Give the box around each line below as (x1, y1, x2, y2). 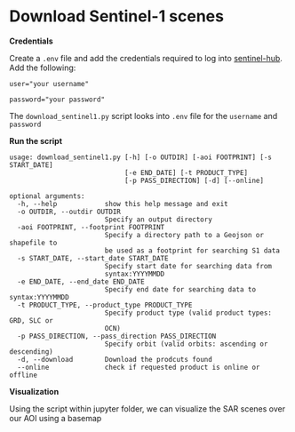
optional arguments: (9, 191, 86, 201)
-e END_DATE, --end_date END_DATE (17, 277, 145, 286)
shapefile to (9, 238, 58, 247)
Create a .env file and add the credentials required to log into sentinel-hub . (9, 52, 283, 63)
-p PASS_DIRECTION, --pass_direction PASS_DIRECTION (17, 332, 217, 340)
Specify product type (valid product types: (104, 308, 273, 317)
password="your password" (9, 95, 105, 104)
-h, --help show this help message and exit (17, 199, 228, 208)
